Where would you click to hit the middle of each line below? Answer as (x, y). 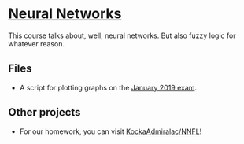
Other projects (44, 112)
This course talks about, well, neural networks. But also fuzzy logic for (122, 35)
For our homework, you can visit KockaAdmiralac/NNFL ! (111, 131)
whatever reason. (37, 43)
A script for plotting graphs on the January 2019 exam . (108, 87)
